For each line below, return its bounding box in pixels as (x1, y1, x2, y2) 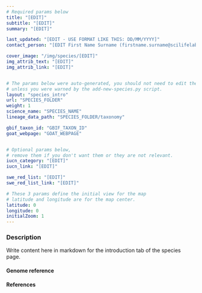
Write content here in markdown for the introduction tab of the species (6, 247, 182, 254)
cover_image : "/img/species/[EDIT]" (6, 53, 98, 59)
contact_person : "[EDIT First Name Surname (6, 42, 117, 48)
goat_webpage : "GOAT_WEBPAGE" (6, 130, 82, 136)
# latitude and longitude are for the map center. (6, 197, 136, 203)
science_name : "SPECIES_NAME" (6, 109, 82, 115)
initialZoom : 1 (6, 213, 44, 219)
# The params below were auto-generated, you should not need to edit (6, 80, 187, 86)
